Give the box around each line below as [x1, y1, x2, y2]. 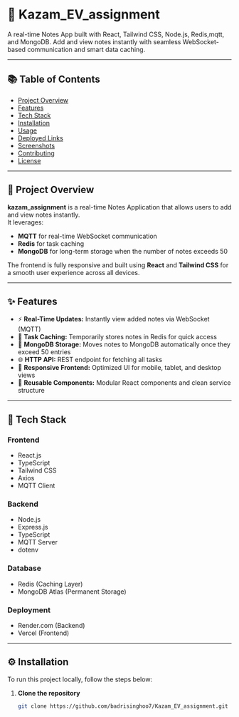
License [17, 156, 41, 165]
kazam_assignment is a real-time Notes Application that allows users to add [7, 202, 232, 211]
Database [7, 563, 41, 573]
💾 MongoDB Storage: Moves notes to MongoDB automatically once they [17, 340, 231, 349]
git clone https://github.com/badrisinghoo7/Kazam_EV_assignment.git [17, 702, 229, 710]
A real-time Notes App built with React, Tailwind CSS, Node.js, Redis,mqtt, [7, 30, 225, 38]
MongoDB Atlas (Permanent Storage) [17, 587, 127, 596]
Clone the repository [17, 688, 80, 697]
